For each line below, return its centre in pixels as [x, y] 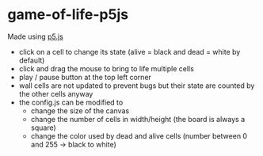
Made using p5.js [36, 36]
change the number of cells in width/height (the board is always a [138, 119]
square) [43, 127]
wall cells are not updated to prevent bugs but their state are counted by [137, 86]
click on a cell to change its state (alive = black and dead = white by [130, 51]
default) [32, 60]
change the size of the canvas [80, 110]
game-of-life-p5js [68, 15]
